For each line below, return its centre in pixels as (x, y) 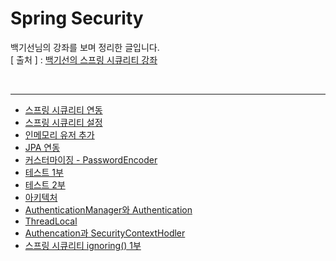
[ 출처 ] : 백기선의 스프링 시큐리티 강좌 (84, 59)
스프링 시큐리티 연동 (63, 109)
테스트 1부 (44, 172)
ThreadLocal (51, 221)
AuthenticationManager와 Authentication (108, 209)
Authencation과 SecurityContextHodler (105, 233)
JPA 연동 (42, 147)
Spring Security (77, 18)
